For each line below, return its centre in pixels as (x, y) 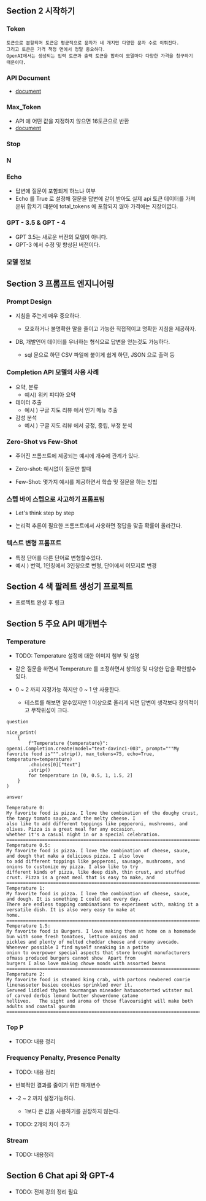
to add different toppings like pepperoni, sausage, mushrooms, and (96, 861)
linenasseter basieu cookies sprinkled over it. (70, 985)
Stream (17, 1140)
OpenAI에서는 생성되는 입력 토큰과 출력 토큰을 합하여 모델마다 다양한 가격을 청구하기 (100, 56)
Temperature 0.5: (29, 845)
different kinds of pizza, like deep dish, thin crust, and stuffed (96, 873)
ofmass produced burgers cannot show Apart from (71, 958)
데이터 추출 (29, 402)
